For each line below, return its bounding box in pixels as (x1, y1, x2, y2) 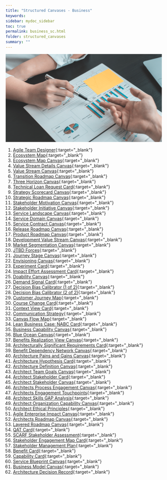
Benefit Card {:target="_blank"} (12, 448, 76, 454)
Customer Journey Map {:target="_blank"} (12, 295, 99, 301)
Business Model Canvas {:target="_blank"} (12, 464, 100, 470)
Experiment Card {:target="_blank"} (12, 263, 85, 269)
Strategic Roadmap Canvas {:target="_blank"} (12, 194, 106, 201)
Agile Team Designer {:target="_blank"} (12, 147, 93, 153)
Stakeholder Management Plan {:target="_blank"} (12, 443, 113, 449)
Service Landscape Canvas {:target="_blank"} (12, 210, 106, 216)
